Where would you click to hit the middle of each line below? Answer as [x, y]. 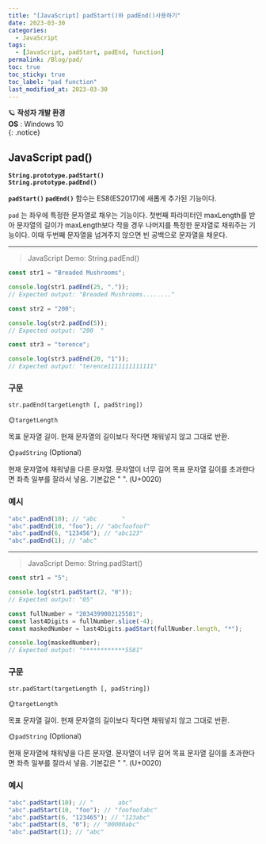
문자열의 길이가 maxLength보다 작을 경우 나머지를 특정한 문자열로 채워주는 [132, 225]
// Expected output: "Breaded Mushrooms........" [92, 294]
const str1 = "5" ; [38, 578]
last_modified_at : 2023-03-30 [58, 89]
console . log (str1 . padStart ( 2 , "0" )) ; [70, 592]
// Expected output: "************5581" [76, 651]
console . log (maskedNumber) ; [55, 643]
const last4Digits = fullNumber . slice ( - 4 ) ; [81, 621]
